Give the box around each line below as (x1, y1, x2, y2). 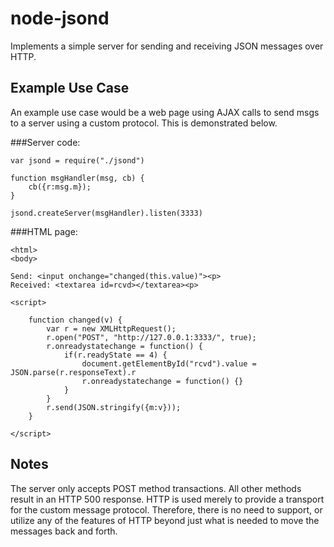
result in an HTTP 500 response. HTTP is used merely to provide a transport (10, 493, 325, 505)
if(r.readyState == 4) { (63, 350, 168, 360)
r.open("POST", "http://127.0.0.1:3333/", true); (46, 332, 257, 342)
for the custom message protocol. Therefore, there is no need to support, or (10, 503, 323, 516)
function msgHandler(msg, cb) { (10, 173, 145, 183)
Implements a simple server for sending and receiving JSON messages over (10, 40, 324, 52)
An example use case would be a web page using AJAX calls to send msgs (10, 106, 320, 118)
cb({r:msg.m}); (28, 182, 92, 192)
